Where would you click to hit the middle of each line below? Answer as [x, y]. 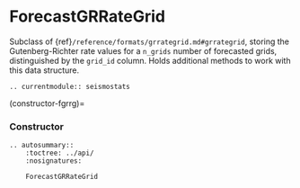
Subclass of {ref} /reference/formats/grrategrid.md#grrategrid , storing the [150, 41]
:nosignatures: [54, 161]
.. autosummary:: [42, 146]
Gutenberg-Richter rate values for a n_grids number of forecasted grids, [143, 50]
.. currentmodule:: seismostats [70, 86]
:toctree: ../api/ [60, 153]
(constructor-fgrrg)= [47, 103]
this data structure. [44, 70]
